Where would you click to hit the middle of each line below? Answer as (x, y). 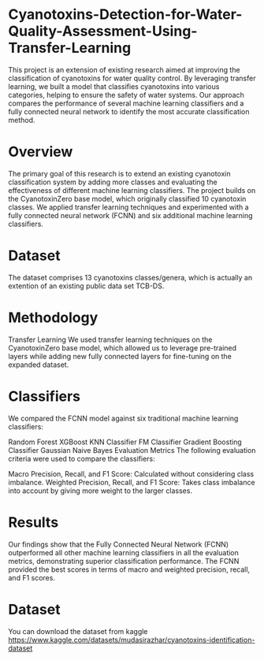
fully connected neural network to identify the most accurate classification (129, 111)
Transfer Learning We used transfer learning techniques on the (110, 339)
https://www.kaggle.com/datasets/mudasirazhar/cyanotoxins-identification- (132, 640)
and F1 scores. (32, 577)
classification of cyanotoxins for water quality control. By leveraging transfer (132, 78)
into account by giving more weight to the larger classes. (100, 491)
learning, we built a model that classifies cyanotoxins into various (114, 86)
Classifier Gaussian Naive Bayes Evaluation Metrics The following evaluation (132, 450)
